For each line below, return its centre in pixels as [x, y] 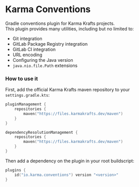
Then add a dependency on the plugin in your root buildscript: [70, 161]
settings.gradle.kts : [28, 95]
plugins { [16, 170]
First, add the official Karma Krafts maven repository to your [68, 90]
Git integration [27, 39]
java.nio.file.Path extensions [45, 65]
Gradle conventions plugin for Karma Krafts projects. [60, 23]
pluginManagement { [26, 104]
